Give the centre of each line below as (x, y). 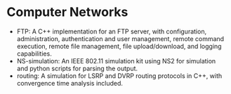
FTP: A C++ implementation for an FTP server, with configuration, (112, 31)
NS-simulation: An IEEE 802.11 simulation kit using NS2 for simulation (116, 61)
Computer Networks (67, 12)
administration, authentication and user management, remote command (120, 38)
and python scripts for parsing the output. (77, 68)
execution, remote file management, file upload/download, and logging (119, 46)
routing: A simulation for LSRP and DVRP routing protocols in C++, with (119, 76)
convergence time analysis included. (70, 83)
